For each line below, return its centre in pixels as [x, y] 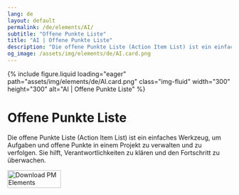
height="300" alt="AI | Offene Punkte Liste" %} [76, 89]
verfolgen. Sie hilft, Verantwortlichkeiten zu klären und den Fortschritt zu [114, 152]
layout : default [31, 21]
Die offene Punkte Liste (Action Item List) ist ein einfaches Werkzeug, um [115, 137]
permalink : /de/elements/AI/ [51, 27]
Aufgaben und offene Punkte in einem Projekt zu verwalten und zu [105, 145]
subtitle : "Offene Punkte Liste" [57, 34]
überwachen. [27, 160]
